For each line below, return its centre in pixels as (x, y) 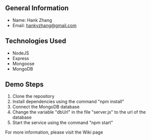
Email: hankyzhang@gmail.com (44, 25)
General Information (37, 8)
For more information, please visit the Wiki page (54, 132)
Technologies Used (36, 41)
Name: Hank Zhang (32, 20)
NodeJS (21, 53)
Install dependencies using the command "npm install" (68, 102)
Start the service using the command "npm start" (63, 123)
